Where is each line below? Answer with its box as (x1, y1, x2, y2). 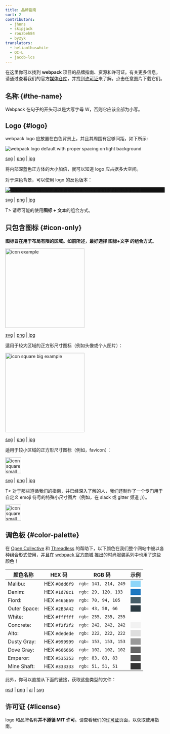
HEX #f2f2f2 (44, 621, 74, 628)
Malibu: (8, 580, 25, 587)
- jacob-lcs (10, 54, 35, 60)
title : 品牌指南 (5, 7, 36, 13)
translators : (5, 41, 33, 46)
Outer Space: (8, 605, 39, 612)
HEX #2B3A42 (44, 605, 74, 612)
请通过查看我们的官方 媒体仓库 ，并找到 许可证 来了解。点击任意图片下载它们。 (5, 76, 165, 82)
